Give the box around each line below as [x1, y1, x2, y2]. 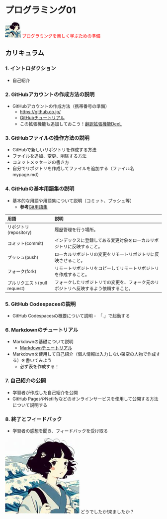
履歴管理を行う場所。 [54, 226, 98, 232]
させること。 [59, 257, 85, 263]
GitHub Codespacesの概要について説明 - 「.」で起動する [12, 313, 130, 319]
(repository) [7, 229, 32, 235]
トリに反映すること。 [59, 243, 103, 249]
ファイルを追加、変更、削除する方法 [12, 153, 87, 159]
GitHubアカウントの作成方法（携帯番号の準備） [12, 103, 110, 109]
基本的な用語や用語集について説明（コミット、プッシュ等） [12, 198, 135, 204]
